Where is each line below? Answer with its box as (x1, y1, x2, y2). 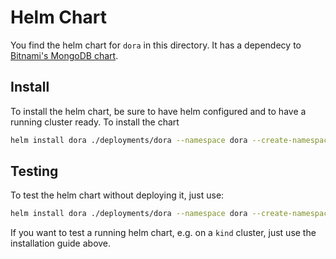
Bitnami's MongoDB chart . (10, 49, 119, 61)
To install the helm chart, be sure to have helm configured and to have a (10, 105, 307, 117)
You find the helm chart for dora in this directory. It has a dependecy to (10, 39, 302, 51)
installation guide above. (10, 237, 112, 250)
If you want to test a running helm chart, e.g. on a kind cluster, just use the (10, 227, 317, 239)
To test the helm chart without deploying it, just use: (10, 189, 225, 201)
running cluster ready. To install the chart (10, 116, 180, 128)
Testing (10, 163, 59, 180)
